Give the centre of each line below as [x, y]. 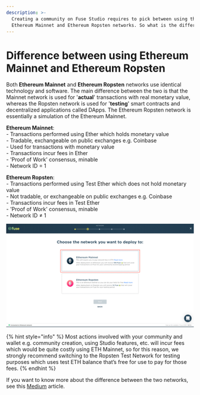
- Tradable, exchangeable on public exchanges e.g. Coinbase [82, 141]
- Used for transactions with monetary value [60, 147]
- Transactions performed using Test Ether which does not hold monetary [96, 184]
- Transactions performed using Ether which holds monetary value [88, 134]
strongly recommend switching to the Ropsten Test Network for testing [93, 356]
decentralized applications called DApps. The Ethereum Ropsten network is [99, 110]
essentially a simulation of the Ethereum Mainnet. [66, 116]
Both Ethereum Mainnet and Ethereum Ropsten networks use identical [94, 85]
